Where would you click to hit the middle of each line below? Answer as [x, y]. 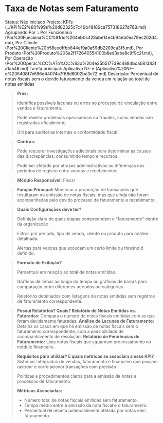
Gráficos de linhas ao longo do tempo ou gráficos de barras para [82, 281]
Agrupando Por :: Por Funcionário [38, 32]
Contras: [26, 141]
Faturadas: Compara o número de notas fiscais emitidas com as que [86, 316]
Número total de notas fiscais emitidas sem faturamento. [81, 400]
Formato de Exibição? [39, 262]
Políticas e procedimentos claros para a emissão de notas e [77, 376]
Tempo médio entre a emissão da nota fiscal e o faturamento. [86, 405]
